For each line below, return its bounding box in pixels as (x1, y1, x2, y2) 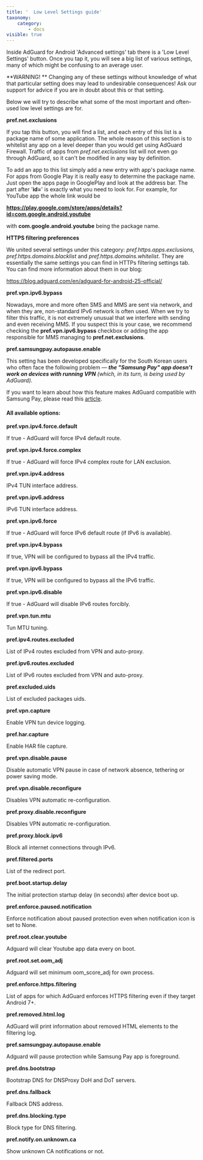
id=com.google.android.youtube (6, 210, 91, 218)
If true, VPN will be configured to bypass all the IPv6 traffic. (6, 577, 155, 584)
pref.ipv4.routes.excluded (6, 636, 74, 643)
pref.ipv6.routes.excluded (6, 660, 74, 667)
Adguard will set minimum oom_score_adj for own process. (6, 969, 154, 976)
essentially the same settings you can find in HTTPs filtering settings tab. (6, 259, 190, 267)
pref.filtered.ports (6, 855, 54, 863)
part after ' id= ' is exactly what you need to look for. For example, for (6, 186, 178, 193)
